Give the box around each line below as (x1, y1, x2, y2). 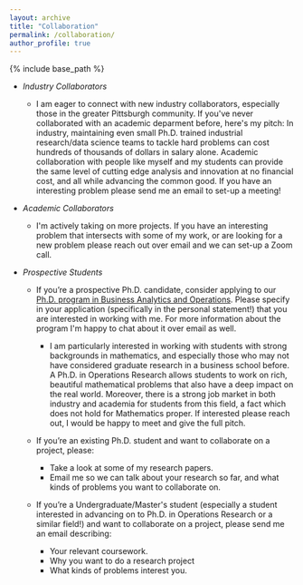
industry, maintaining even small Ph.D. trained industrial (35, 128, 243, 139)
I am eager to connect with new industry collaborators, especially (35, 99, 280, 110)
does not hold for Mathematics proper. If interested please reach (49, 408, 290, 419)
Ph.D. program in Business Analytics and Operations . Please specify (35, 294, 290, 305)
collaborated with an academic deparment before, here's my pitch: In (35, 118, 294, 129)
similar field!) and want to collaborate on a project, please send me (35, 519, 285, 530)
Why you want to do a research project (49, 555, 194, 567)
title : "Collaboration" (9, 22, 99, 31)
